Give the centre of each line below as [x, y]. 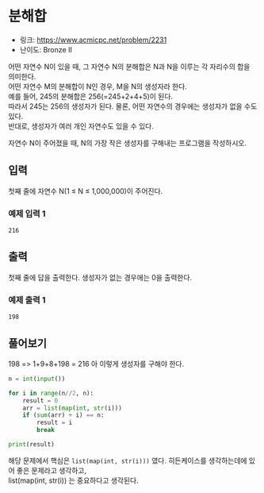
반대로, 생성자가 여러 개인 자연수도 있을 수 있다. [81, 126]
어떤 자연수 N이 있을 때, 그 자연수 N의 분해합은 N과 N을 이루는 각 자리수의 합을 [129, 66]
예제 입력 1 [27, 214]
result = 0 [40, 401]
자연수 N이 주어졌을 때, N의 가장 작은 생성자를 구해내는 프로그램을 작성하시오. [128, 143]
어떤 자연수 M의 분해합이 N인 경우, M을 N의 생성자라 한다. [98, 86]
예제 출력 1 [27, 300]
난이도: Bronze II [46, 49]
